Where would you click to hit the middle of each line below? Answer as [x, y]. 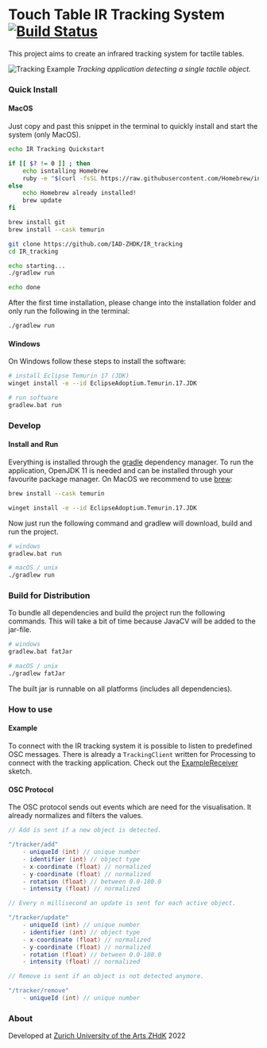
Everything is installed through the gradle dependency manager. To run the [131, 462]
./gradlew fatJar [37, 673]
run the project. [33, 531]
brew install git [37, 223]
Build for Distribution [49, 596]
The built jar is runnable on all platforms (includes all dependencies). [120, 689]
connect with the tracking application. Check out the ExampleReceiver [123, 763]
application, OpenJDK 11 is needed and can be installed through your [121, 470]
